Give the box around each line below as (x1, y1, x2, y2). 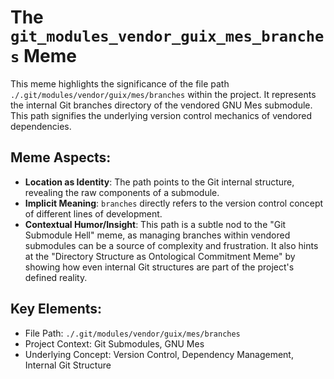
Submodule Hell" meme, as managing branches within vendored (24, 229, 291, 241)
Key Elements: (10, 301, 103, 318)
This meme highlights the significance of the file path (10, 77, 230, 90)
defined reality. (24, 271, 88, 283)
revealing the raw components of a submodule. (24, 186, 220, 198)
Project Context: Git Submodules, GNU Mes (24, 337, 205, 350)
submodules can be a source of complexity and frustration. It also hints (24, 239, 319, 251)
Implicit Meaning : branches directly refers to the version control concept (24, 197, 324, 209)
